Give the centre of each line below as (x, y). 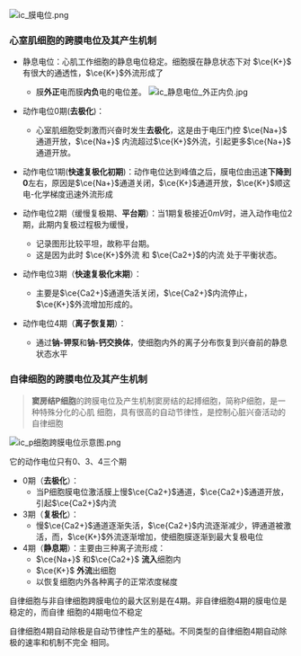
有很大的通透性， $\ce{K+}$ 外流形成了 (93, 73)
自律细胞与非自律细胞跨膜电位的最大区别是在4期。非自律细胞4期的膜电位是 (148, 600)
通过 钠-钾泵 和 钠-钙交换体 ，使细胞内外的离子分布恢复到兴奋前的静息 (161, 342)
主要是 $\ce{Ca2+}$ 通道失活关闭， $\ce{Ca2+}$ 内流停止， (144, 293)
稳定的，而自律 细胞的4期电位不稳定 (76, 612)
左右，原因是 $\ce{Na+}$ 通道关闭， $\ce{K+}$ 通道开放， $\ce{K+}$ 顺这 (159, 183)
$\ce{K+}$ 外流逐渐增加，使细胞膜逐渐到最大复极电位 (165, 536)
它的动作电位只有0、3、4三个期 (68, 461)
